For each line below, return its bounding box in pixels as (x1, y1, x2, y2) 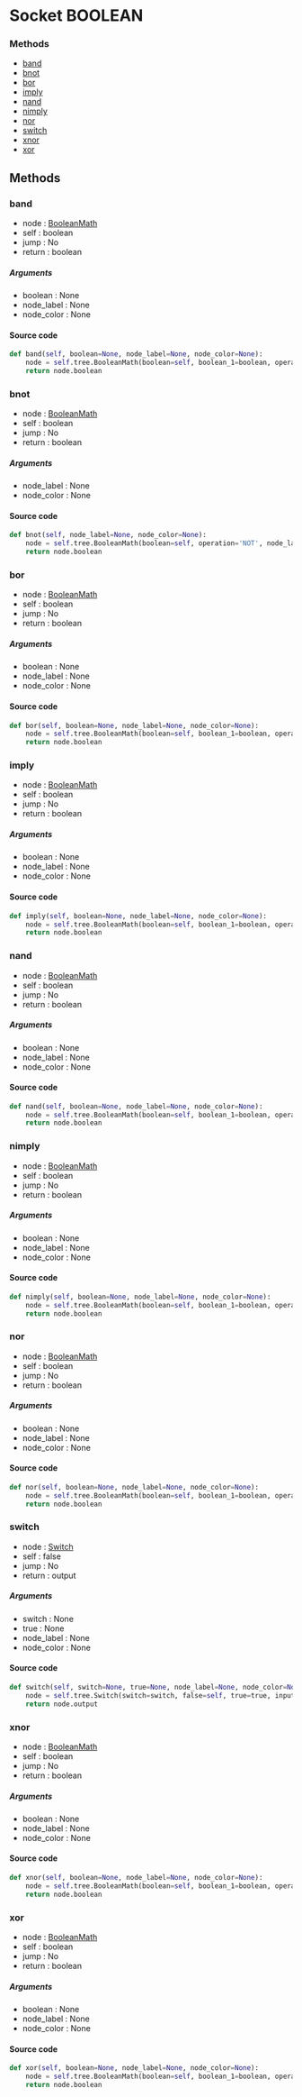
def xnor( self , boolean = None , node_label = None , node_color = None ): (9, 1874, 263, 1883)
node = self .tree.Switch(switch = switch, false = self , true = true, (25, 1691, 271, 1700)
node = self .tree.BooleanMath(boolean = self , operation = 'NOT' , (25, 539, 263, 548)
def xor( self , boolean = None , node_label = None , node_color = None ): (9, 2064, 259, 2073)
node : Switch (22, 1541, 74, 1552)
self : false (22, 1551, 61, 1562)
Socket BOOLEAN (9, 5, 144, 26)
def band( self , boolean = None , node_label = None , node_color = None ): (9, 350, 263, 359)
